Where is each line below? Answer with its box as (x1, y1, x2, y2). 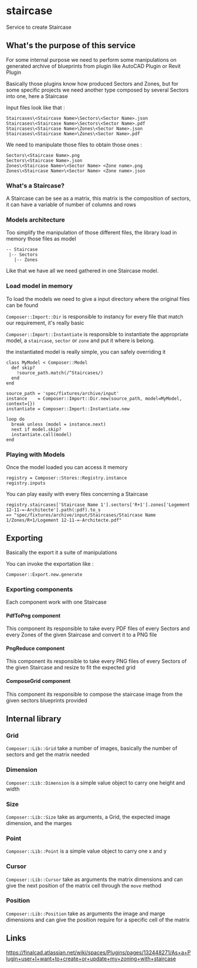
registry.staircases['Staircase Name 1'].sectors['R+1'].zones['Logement (6, 501, 191, 508)
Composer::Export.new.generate (6, 571, 83, 577)
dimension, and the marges (6, 819, 72, 826)
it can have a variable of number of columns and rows (6, 201, 137, 208)
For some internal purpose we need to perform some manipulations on (6, 56, 177, 63)
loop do (6, 416, 25, 422)
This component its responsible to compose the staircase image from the (6, 691, 183, 698)
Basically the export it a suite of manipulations (6, 548, 117, 556)
